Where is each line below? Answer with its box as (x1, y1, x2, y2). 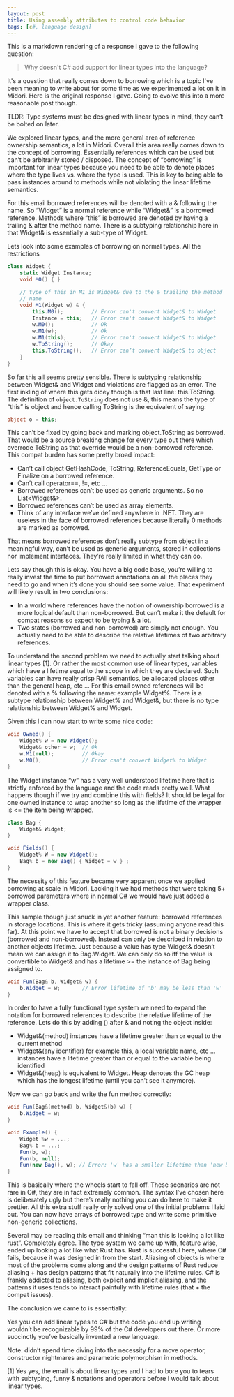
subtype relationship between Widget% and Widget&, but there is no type (7, 696, 219, 705)
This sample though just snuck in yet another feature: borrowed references (7, 912, 223, 921)
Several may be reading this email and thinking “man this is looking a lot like (7, 1232, 225, 1240)
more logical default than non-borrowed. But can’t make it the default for (17, 609, 226, 617)
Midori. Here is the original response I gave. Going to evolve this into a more (7, 91, 225, 100)
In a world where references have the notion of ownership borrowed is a (17, 601, 225, 609)
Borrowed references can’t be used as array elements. (17, 501, 174, 510)
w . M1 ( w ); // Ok (32, 327, 108, 335)
